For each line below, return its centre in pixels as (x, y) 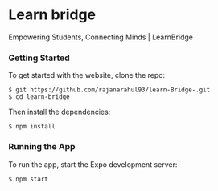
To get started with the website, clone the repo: (87, 75)
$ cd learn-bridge (39, 97)
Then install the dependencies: (60, 112)
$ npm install (32, 127)
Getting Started (39, 58)
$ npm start (28, 179)
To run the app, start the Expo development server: (93, 164)
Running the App (42, 147)
